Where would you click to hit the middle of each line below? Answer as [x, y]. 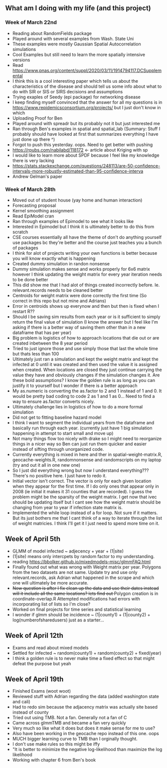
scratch [20, 232]
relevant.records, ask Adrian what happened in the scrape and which [83, 577]
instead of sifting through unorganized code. [58, 449]
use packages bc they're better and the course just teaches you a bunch [87, 242]
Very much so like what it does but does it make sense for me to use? [84, 728]
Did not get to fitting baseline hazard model [57, 417]
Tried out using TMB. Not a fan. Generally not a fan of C [70, 718]
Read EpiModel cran [33, 216]
